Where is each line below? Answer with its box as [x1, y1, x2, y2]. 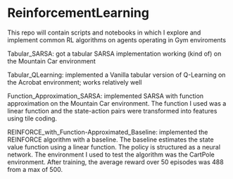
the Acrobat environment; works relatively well [7, 78, 142, 86]
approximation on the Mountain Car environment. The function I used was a [7, 99, 227, 107]
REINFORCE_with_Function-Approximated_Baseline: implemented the [7, 128, 208, 136]
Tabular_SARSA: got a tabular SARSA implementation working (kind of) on [7, 49, 222, 58]
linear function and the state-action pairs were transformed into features [7, 106, 218, 115]
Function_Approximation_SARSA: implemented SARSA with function [7, 92, 204, 100]
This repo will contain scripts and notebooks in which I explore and [7, 28, 201, 37]
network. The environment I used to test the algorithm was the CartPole [7, 150, 215, 159]
